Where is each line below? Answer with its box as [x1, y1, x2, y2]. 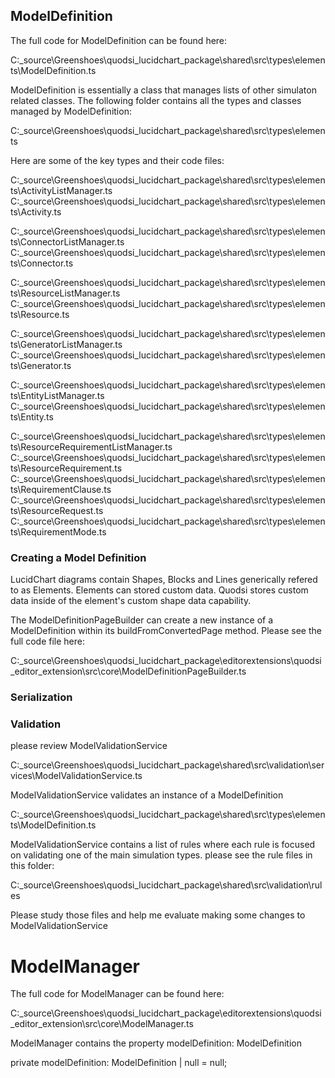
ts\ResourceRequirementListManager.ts [10, 440, 173, 453]
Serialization [10, 690, 73, 704]
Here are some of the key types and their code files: [10, 154, 225, 166]
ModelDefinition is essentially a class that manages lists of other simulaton [10, 84, 317, 96]
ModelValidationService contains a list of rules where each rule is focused [10, 839, 316, 851]
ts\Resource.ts [10, 308, 70, 320]
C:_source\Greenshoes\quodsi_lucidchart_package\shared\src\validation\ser [10, 759, 325, 771]
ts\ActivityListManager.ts [10, 184, 113, 196]
